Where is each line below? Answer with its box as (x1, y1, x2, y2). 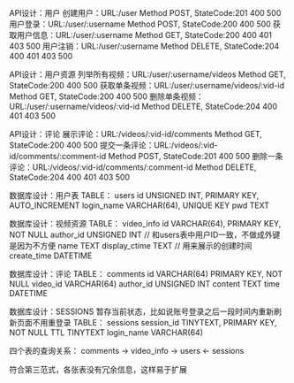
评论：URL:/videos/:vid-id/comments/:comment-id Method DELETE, (9, 162, 257, 172)
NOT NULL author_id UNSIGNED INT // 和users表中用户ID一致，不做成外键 (9, 229, 281, 240)
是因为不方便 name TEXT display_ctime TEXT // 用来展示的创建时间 (9, 241, 253, 250)
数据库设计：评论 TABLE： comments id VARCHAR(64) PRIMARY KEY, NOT (9, 269, 283, 279)
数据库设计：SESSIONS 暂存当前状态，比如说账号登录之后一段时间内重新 (9, 306, 275, 317)
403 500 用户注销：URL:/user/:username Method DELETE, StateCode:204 (9, 41, 280, 51)
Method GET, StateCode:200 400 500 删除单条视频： (9, 91, 205, 102)
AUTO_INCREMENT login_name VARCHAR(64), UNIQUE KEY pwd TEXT (9, 200, 269, 211)
